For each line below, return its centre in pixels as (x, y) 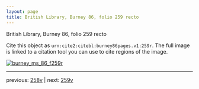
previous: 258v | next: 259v (40, 80)
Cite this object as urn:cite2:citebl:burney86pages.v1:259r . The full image (98, 45)
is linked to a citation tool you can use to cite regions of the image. (87, 51)
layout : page (22, 11)
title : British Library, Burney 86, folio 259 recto (73, 17)
